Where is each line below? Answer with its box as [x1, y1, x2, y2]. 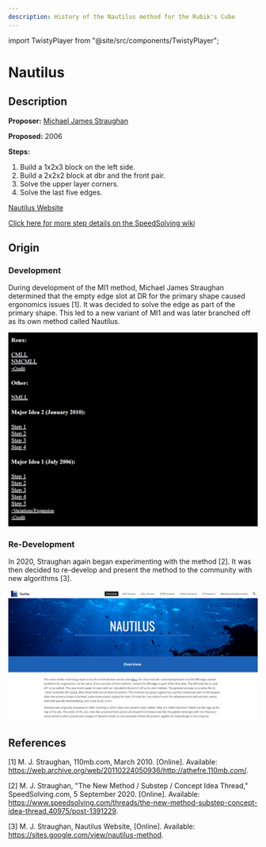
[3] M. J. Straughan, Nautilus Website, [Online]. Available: [8, 822, 196, 831]
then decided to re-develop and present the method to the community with [8, 565, 253, 575]
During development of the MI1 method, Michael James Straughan [8, 283, 224, 293]
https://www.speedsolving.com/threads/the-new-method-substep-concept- [8, 798, 258, 807]
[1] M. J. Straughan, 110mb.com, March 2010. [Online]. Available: [8, 757, 218, 767]
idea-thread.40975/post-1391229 [8, 807, 116, 816]
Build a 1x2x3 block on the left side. [19, 162, 136, 171]
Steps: [8, 147, 30, 156]
